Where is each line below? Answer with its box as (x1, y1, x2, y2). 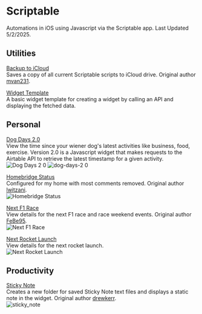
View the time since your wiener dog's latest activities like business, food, (6, 142, 191, 149)
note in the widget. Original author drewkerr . (6, 295, 117, 302)
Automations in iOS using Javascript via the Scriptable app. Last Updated (6, 24, 189, 32)
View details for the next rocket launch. (6, 241, 104, 249)
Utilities (6, 48, 36, 59)
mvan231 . (6, 77, 30, 84)
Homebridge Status (6, 173, 55, 180)
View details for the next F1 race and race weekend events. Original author (6, 210, 192, 218)
